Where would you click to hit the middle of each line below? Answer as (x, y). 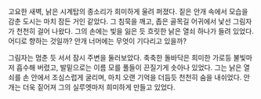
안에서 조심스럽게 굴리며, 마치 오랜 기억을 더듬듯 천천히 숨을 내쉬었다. (136, 77)
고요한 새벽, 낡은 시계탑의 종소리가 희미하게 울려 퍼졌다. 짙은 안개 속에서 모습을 (128, 11)
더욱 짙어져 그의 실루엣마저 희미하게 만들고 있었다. (99, 87)
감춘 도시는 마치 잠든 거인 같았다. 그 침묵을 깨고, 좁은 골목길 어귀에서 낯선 (120, 21)
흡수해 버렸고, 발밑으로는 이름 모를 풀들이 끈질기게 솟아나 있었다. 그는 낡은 (129, 68)
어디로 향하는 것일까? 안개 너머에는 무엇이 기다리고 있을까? (97, 41)
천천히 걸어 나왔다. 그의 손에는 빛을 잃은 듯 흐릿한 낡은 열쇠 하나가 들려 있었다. (135, 31)
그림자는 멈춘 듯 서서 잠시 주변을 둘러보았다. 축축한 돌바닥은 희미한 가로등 (120, 58)
